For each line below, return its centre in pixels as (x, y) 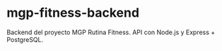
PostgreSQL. (25, 39)
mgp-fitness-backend (73, 13)
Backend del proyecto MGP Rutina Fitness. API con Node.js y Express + (111, 32)
